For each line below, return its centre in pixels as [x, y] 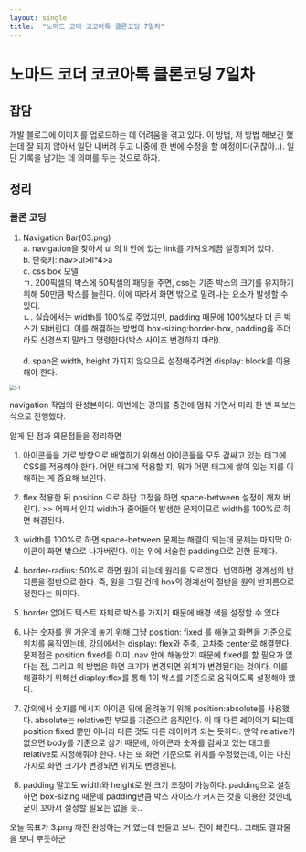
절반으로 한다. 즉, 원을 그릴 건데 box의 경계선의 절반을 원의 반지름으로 [171, 582]
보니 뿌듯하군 [42, 839]
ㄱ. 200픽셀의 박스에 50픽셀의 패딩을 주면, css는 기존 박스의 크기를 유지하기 [158, 283]
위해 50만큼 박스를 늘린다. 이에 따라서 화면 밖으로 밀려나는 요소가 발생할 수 [155, 294]
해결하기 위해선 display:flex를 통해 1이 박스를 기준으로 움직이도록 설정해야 [154, 678]
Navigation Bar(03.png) [67, 237]
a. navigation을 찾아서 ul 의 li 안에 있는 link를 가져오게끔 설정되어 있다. [148, 248]
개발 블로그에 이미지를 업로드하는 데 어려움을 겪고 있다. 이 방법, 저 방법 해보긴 [147, 134]
